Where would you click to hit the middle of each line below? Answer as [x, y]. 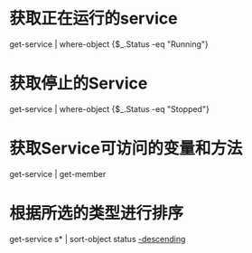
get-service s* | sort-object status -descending [98, 239]
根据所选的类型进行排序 [97, 213]
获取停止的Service [79, 84]
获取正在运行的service [93, 19]
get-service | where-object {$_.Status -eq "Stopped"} [109, 108]
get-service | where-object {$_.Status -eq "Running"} [109, 44]
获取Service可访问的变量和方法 [126, 149]
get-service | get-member [58, 173]
